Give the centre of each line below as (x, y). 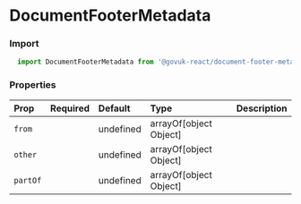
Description (262, 108)
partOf (28, 180)
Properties (33, 85)
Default (114, 108)
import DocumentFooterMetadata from (86, 62)
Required (70, 108)
